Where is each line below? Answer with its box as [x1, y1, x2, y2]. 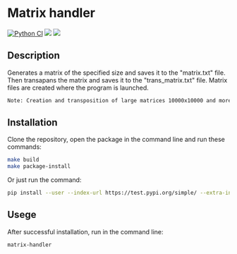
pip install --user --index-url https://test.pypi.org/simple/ [7, 189, 197, 197]
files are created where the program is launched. [7, 83, 150, 92]
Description [7, 49, 60, 61]
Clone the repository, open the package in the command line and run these [7, 135, 226, 144]
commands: [7, 143, 42, 151]
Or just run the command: [7, 176, 82, 184]
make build [7, 157, 39, 164]
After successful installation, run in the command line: [7, 227, 164, 236]
